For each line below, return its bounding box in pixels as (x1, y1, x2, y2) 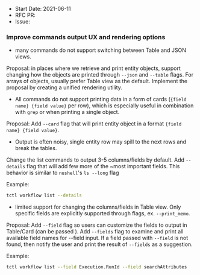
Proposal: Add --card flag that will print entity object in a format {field (6, 120, 182, 127)
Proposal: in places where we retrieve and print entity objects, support (6, 65, 181, 72)
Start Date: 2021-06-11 (14, 5, 71, 12)
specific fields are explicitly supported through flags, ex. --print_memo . (14, 210, 190, 217)
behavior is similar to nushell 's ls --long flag (6, 169, 119, 177)
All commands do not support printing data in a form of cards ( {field (14, 96, 187, 103)
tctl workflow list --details (6, 192, 83, 198)
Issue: (14, 18, 30, 25)
